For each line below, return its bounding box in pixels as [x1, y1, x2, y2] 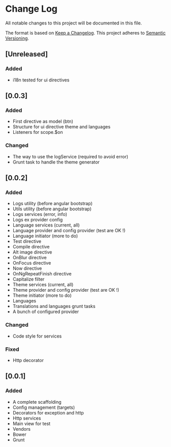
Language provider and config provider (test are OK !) [12, 228, 126, 234]
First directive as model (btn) [12, 118, 74, 125]
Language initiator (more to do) [12, 233, 78, 239]
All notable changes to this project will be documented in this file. [5, 20, 142, 26]
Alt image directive [12, 249, 52, 255]
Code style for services [12, 333, 62, 339]
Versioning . [5, 35, 30, 41]
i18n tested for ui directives [12, 77, 70, 83]
